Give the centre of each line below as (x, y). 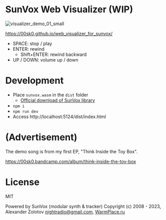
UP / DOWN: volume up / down (45, 59)
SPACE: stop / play (32, 43)
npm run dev (25, 111)
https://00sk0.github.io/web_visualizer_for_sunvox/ (59, 33)
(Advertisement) (42, 137)
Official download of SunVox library (58, 100)
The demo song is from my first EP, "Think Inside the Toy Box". (71, 151)
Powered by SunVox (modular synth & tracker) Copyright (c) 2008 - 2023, (83, 206)
